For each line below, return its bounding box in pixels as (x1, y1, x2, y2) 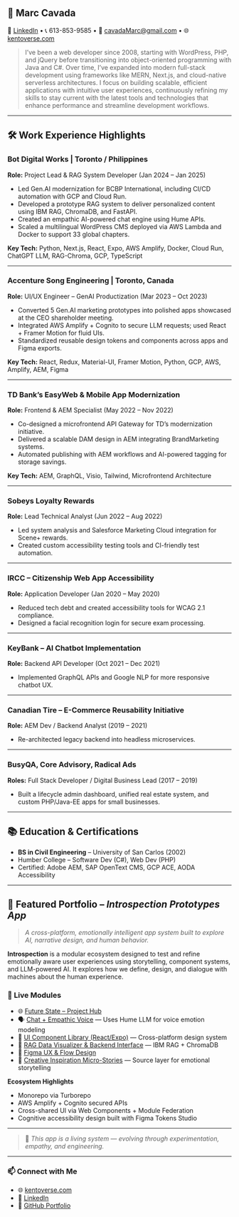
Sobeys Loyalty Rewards (7, 496, 95, 506)
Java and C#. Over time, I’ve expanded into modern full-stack (24, 63, 206, 71)
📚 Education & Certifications (7, 825, 139, 837)
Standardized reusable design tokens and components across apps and (17, 336, 229, 345)
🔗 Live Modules (7, 990, 62, 1000)
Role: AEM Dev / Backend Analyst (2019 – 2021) (7, 722, 148, 730)
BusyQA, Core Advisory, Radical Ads (7, 759, 137, 769)
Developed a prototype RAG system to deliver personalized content (17, 199, 216, 208)
